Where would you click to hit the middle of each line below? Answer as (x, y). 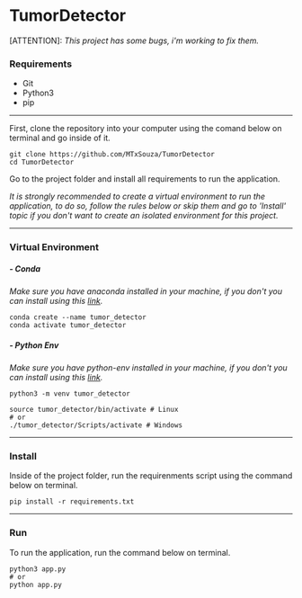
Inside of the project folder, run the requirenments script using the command (151, 476)
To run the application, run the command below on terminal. (120, 552)
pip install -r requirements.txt (72, 502)
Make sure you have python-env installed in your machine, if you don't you (148, 368)
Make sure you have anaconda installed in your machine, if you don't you (146, 291)
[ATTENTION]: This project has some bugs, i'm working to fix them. (134, 40)
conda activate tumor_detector (68, 326)
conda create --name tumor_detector (78, 317)
